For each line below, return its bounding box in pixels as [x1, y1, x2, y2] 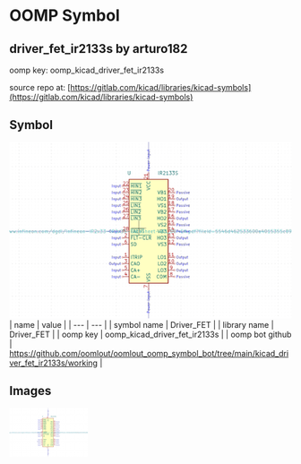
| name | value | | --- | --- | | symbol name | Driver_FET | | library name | [9, 319, 275, 330]
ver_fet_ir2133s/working [9, 357, 99, 368]
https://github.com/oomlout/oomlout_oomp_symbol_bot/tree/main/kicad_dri [9, 348, 289, 358]
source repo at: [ [9, 82, 71, 92]
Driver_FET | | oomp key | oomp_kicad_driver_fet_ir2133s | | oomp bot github [9, 329, 292, 339]
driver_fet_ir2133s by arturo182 [9, 41, 188, 56]
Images [9, 383, 52, 399]
